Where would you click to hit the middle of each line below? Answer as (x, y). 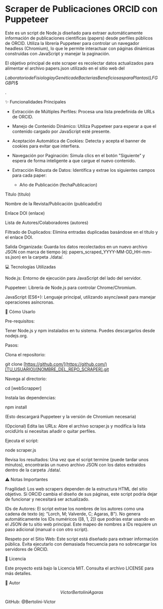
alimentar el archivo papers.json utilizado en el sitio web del (65, 68)
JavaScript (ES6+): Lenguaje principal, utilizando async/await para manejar (81, 297)
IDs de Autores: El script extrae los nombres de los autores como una (74, 508)
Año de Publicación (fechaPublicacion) (58, 184)
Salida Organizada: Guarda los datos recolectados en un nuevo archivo (76, 246)
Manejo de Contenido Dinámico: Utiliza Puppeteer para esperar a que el (84, 126)
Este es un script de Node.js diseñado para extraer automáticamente (74, 33)
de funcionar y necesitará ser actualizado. (47, 499)
